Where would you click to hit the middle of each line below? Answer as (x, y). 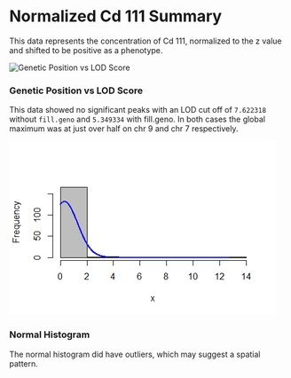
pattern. (24, 363)
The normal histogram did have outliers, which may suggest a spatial (135, 354)
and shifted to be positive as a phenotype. (86, 50)
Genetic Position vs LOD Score (76, 91)
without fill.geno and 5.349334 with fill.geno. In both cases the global (138, 119)
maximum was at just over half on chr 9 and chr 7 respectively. (124, 129)
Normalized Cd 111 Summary (116, 16)
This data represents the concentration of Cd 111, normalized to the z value (145, 41)
